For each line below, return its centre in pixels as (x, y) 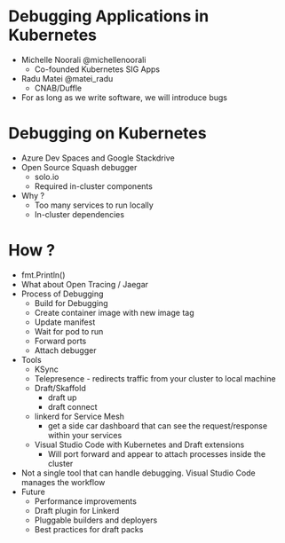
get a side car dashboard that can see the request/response (158, 425)
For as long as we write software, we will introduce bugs (124, 97)
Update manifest (65, 322)
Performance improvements (85, 501)
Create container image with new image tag (114, 312)
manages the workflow (63, 482)
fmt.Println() (43, 275)
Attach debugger (65, 350)
